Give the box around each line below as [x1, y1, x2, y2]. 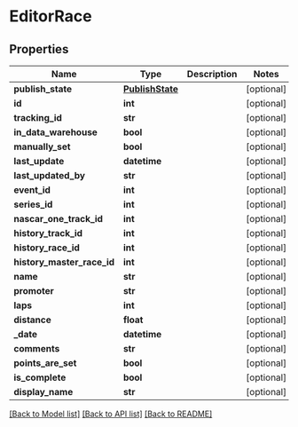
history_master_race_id [13, 256, 115, 268]
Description [186, 68, 238, 80]
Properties [9, 42, 69, 57]
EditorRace [9, 6, 92, 27]
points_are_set [13, 357, 77, 369]
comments [13, 343, 60, 354]
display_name [13, 386, 74, 398]
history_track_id [13, 227, 82, 239]
